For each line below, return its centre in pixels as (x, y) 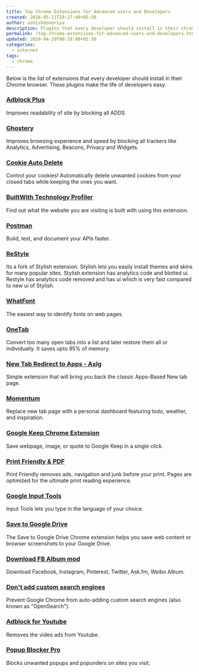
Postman (19, 225)
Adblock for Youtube (36, 622)
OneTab (17, 329)
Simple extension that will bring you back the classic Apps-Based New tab (97, 377)
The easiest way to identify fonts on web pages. (65, 314)
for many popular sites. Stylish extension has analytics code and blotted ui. (98, 273)
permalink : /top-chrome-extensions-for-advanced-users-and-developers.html (102, 34)
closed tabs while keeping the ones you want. (62, 182)
